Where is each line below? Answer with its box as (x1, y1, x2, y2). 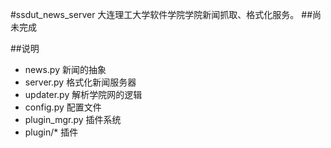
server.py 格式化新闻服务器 (24, 76, 137, 88)
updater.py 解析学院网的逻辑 (24, 89, 143, 100)
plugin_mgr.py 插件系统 (24, 114, 122, 125)
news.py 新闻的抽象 (24, 64, 107, 75)
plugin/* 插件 (24, 126, 79, 138)
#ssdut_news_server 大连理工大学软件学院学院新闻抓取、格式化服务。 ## (10, 9, 313, 20)
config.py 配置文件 (24, 101, 102, 113)
